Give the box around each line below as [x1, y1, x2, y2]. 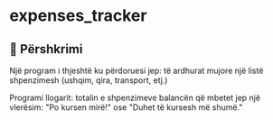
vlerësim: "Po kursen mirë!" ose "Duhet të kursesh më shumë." [9, 102, 243, 113]
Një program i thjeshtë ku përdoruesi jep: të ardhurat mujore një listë [9, 65, 264, 76]
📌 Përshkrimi [9, 42, 83, 57]
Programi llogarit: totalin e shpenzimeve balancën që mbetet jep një [9, 92, 260, 103]
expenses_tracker [9, 5, 147, 26]
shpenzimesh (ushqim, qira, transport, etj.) [9, 75, 168, 86]
